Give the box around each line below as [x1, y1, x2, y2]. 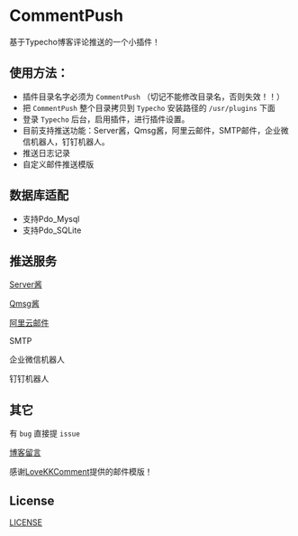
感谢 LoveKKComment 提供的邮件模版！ [9, 467, 153, 477]
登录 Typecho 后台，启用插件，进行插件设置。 [22, 114, 190, 125]
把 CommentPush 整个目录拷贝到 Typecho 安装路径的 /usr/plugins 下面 [22, 102, 276, 113]
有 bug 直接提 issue [9, 428, 81, 439]
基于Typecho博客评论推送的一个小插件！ [9, 36, 160, 47]
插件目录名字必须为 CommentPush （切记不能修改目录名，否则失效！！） [22, 91, 285, 102]
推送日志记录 [22, 147, 70, 158]
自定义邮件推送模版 [22, 159, 95, 170]
